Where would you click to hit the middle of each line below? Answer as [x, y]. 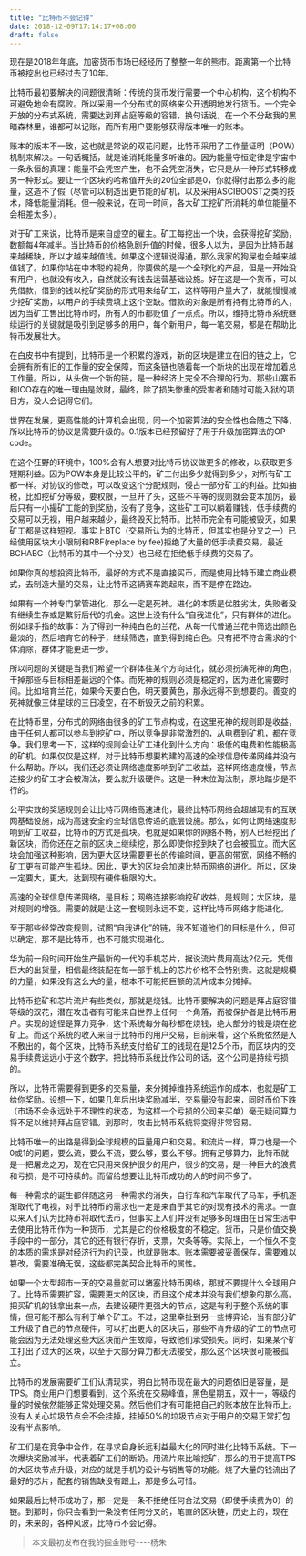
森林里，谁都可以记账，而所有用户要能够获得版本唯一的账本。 [133, 127]
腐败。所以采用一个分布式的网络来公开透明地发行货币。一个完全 [177, 104]
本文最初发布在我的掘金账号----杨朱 [99, 1542]
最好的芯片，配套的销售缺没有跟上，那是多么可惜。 [105, 1481]
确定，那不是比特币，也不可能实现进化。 [93, 940]
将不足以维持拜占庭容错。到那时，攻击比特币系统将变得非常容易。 [133, 1123]
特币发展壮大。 [37, 336]
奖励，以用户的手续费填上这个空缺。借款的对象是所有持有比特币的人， [165, 302]
